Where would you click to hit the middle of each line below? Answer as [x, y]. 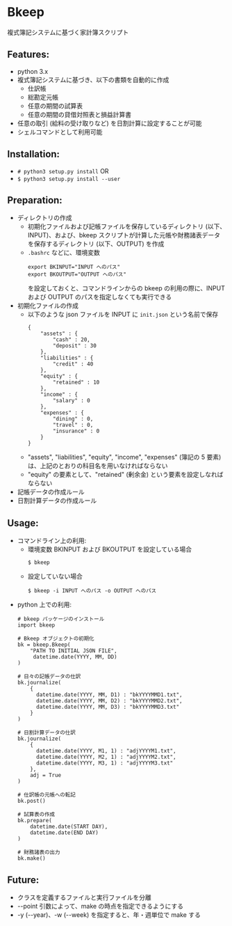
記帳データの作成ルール [51, 492]
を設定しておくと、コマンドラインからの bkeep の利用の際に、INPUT [126, 288]
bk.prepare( [34, 821]
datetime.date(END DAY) [64, 833]
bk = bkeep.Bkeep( [44, 645]
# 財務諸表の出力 [39, 853]
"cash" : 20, [71, 340]
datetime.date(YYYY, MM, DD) [75, 657]
